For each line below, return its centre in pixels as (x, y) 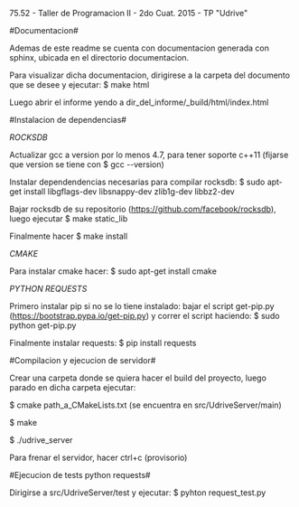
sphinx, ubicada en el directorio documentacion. (99, 57)
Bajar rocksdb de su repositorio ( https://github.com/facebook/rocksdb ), (143, 209)
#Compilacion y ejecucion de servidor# (83, 360)
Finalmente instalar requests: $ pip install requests (103, 343)
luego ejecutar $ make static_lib (69, 219)
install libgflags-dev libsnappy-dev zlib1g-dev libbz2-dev (129, 192)
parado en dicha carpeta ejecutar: (73, 387)
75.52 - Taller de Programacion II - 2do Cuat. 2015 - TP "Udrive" (129, 13)
